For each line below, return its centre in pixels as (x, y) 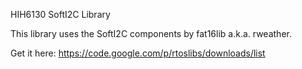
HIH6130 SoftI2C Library (60, 14)
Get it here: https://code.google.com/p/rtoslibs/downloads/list (138, 53)
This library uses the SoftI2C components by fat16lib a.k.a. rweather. (151, 33)
